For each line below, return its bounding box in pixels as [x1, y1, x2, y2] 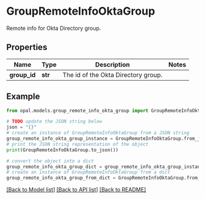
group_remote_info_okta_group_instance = [6, 136, 113, 142]
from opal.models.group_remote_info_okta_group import [6, 107, 149, 114]
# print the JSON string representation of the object [6, 141, 149, 147]
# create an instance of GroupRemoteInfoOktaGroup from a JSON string [6, 130, 190, 136]
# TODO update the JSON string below [6, 118, 103, 125]
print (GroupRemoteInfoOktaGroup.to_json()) [6, 147, 119, 153]
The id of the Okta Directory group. [62, 70, 163, 79]
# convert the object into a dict [6, 157, 95, 164]
